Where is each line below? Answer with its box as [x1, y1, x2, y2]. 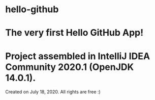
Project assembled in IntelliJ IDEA [5, 50, 150, 62]
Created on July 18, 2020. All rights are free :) [5, 89, 101, 95]
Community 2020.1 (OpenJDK [5, 61, 134, 72]
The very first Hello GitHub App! [5, 27, 144, 39]
